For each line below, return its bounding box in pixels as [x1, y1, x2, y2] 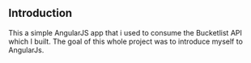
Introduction [8, 6, 73, 20]
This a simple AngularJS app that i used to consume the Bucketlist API [8, 27, 243, 37]
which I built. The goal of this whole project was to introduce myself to [8, 36, 243, 46]
